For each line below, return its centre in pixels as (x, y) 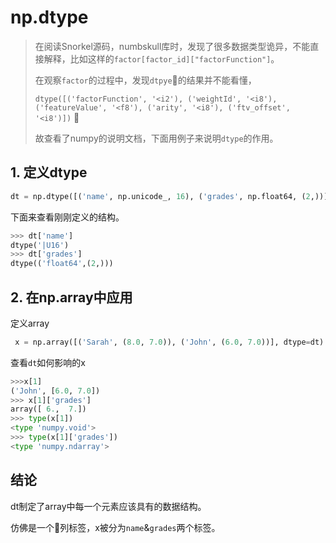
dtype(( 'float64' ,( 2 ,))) (62, 264)
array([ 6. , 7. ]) (48, 409)
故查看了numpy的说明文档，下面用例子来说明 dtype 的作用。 (156, 138)
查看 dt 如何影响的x (48, 362)
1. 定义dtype (49, 172)
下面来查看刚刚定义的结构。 (67, 217)
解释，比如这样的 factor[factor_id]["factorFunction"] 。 (161, 58)
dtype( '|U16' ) (40, 245)
